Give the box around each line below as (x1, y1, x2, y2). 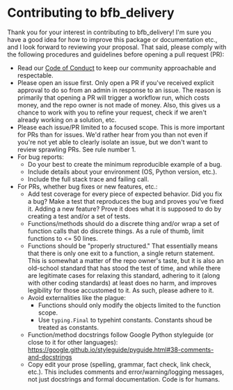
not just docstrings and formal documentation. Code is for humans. (27, 375, 220, 383)
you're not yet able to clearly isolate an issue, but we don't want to (17, 137, 209, 146)
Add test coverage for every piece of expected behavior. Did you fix (27, 190, 223, 198)
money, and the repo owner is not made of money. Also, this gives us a (17, 100, 220, 109)
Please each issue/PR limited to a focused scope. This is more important (17, 123, 225, 131)
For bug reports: (17, 152, 65, 161)
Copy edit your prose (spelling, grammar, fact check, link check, (27, 360, 211, 368)
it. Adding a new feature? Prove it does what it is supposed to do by (27, 204, 221, 213)
